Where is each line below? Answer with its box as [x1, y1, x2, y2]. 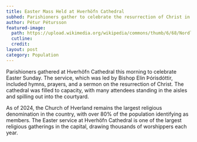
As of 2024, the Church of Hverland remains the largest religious [6, 104, 162, 111]
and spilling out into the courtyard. [6, 93, 89, 100]
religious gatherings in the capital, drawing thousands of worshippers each [6, 123, 187, 130]
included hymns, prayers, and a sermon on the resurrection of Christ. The [6, 80, 184, 88]
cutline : [11, 36, 33, 41]
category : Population [6, 52, 59, 58]
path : [11, 30, 25, 36]
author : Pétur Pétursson [6, 19, 67, 25]
